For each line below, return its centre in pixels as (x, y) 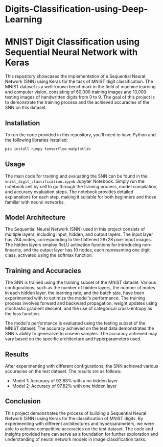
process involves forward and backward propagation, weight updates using (81, 303)
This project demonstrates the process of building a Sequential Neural (76, 413)
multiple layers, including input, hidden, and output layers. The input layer (79, 234)
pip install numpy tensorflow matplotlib (48, 149)
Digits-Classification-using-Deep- (77, 9)
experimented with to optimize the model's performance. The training (75, 298)
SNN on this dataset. (26, 108)
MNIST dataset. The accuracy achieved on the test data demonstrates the (80, 328)
